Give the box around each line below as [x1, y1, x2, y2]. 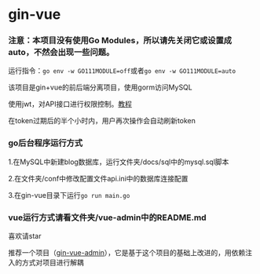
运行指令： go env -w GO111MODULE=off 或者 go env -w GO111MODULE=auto [8, 66, 236, 75]
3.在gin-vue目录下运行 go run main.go [8, 190, 130, 199]
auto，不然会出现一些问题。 [8, 47, 115, 58]
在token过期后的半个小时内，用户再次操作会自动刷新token [8, 116, 196, 126]
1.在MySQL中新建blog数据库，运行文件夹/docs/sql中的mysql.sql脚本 [8, 157, 229, 166]
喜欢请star [8, 232, 42, 241]
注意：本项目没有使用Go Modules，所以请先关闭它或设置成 [8, 35, 233, 46]
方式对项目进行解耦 [21, 258, 84, 268]
